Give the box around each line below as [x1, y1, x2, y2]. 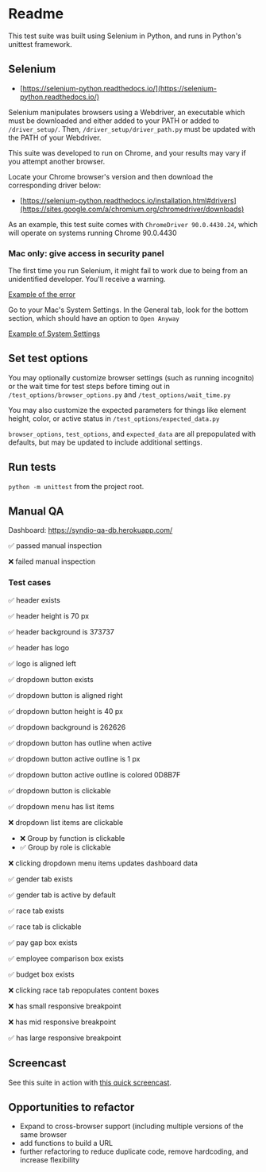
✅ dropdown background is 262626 [8, 722, 126, 731]
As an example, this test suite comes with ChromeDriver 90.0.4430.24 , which [8, 219, 258, 229]
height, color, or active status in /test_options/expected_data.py [8, 414, 220, 423]
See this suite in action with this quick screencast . [8, 1078, 172, 1087]
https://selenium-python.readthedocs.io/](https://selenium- [22, 83, 217, 93]
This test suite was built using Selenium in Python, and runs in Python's [8, 31, 242, 40]
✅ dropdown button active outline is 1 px [8, 754, 141, 763]
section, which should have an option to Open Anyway [8, 314, 180, 323]
